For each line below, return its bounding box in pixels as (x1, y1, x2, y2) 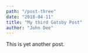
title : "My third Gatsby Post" (6, 19, 83, 25)
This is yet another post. (6, 41, 65, 48)
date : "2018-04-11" (6, 14, 54, 20)
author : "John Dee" (6, 24, 54, 31)
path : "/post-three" (6, 8, 57, 15)
